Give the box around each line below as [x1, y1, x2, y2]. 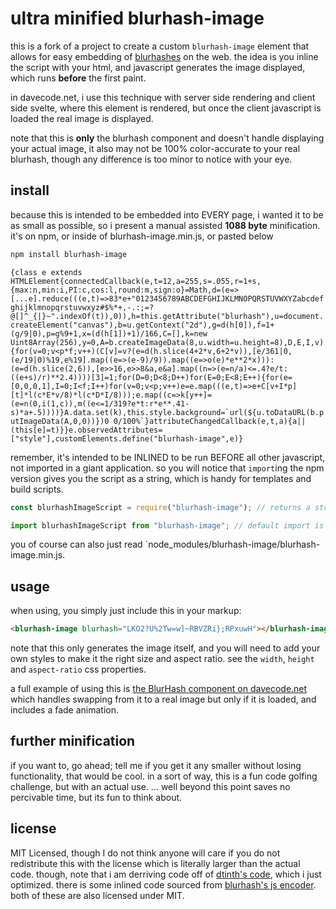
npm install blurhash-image [10, 249, 128, 259]
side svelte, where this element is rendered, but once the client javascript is [10, 102, 322, 114]
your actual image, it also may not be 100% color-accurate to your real [10, 142, 301, 154]
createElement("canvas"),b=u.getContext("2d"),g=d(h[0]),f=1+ [10, 320, 275, 330]
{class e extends [10, 267, 83, 277]
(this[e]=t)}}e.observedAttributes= [10, 425, 163, 435]
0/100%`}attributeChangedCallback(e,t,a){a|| [113, 416, 307, 426]
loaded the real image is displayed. [10, 112, 154, 124]
